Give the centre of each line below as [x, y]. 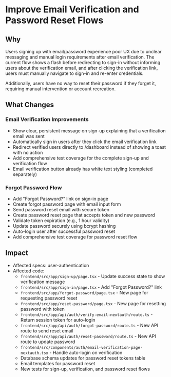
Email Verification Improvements [47, 120]
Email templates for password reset [58, 363]
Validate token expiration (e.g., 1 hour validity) [61, 220]
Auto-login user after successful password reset [64, 231]
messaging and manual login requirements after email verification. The [80, 57]
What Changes [30, 105]
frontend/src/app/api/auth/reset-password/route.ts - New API [88, 336]
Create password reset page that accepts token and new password [84, 215]
